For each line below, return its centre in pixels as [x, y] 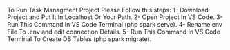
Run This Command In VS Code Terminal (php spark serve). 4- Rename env [115, 24]
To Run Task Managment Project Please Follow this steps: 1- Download [108, 10]
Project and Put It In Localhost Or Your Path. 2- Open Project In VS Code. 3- [115, 17]
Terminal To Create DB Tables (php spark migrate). [79, 39]
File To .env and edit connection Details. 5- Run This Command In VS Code [114, 32]
